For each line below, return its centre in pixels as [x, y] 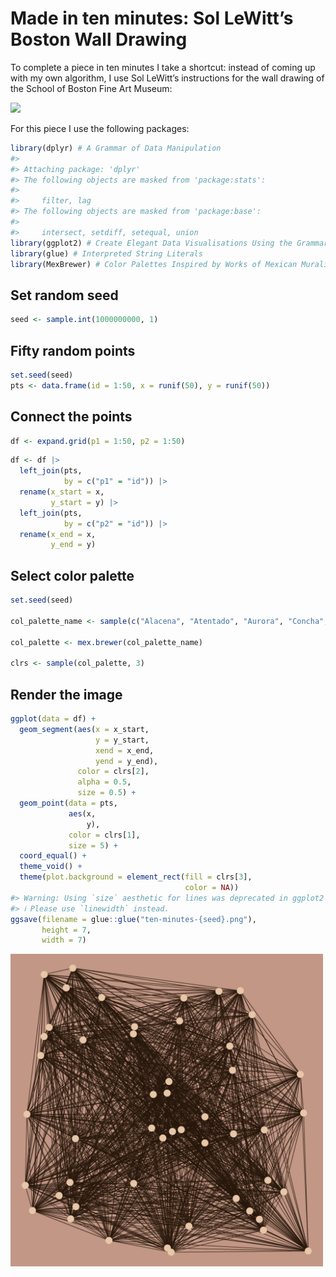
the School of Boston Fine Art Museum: [91, 88]
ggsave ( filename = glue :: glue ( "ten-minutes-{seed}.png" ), [133, 919]
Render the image [66, 694]
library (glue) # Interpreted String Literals [106, 253]
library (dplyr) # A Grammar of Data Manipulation [116, 148]
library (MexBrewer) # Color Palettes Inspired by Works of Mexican [154, 264]
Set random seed [64, 295]
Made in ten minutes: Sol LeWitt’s [152, 18]
